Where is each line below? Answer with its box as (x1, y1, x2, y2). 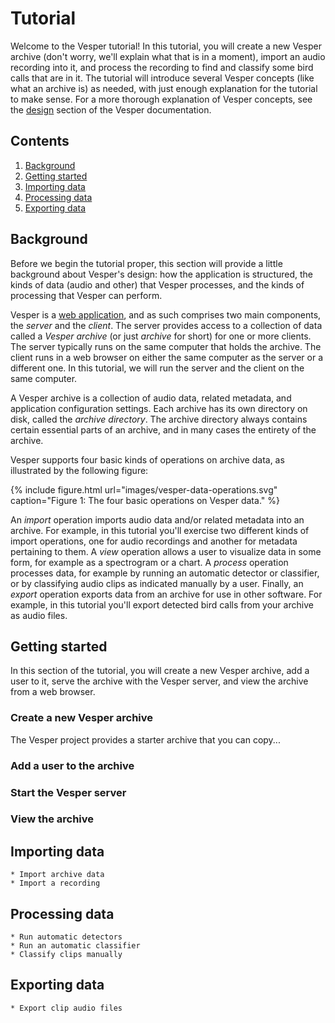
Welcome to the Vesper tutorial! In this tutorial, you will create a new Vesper (10, 40, 322, 52)
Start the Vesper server (10, 785, 127, 799)
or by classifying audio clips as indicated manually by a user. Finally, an (10, 577, 304, 589)
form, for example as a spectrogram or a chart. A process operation (10, 556, 289, 568)
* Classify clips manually (10, 950, 123, 960)
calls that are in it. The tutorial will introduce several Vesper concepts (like (10, 72, 315, 84)
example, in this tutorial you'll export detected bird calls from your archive (10, 598, 314, 611)
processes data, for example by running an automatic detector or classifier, (10, 567, 320, 579)
